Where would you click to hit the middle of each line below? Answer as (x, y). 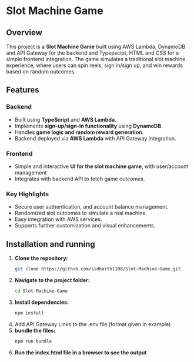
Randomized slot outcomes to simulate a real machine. (81, 213)
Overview (24, 33)
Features (23, 90)
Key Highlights (27, 194)
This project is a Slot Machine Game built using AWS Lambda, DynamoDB (96, 46)
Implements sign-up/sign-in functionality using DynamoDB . (88, 126)
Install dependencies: (42, 302)
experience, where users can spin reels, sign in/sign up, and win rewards (95, 65)
